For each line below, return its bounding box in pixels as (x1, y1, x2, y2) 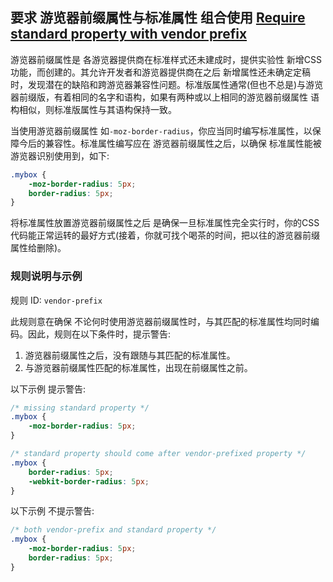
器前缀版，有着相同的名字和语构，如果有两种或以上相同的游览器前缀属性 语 (10, 91, 320, 103)
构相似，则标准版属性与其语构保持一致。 (10, 103, 177, 115)
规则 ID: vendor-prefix (10, 294, 103, 306)
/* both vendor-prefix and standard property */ (10, 525, 217, 535)
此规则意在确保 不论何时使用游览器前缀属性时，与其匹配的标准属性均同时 (10, 315, 311, 327)
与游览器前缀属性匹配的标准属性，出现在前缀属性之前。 (24, 361, 253, 373)
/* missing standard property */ (10, 403, 150, 413)
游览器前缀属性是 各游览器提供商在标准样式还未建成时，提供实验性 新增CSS (10, 53, 323, 65)
